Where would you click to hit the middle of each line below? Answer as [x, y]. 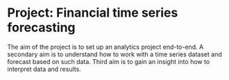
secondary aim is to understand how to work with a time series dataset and [114, 54]
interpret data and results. [44, 69]
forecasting [41, 27]
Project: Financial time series [93, 13]
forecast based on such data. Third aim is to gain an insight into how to [109, 61]
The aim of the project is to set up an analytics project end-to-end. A [105, 47]
